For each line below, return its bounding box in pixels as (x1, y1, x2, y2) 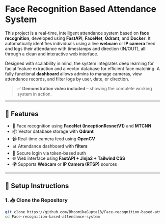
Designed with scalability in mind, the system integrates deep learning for (5, 60, 154, 66)
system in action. (17, 91, 52, 97)
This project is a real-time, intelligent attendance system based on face (5, 30, 149, 36)
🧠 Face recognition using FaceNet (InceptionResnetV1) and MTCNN (12, 123, 152, 128)
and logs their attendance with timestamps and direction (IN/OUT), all (5, 46, 146, 51)
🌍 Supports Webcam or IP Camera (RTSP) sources (12, 161, 117, 167)
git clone (5, 210, 26, 215)
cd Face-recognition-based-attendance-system (5, 214, 100, 219)
